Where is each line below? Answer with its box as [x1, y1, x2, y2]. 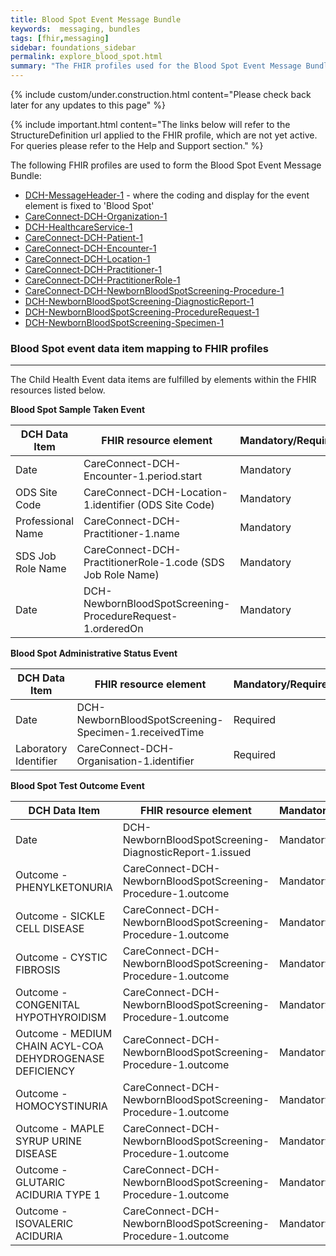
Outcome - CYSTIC [15, 951, 108, 965]
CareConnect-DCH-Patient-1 [24, 232, 143, 243]
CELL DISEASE [15, 922, 85, 936]
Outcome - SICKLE [15, 909, 106, 923]
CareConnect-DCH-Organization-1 [24, 211, 168, 222]
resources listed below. [10, 384, 106, 396]
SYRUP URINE [15, 1134, 83, 1148]
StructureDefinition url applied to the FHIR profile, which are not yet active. [10, 129, 318, 141]
